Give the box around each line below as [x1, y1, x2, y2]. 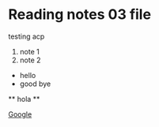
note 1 [19, 47, 40, 56]
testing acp [8, 32, 45, 41]
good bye [19, 79, 51, 88]
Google [8, 109, 32, 119]
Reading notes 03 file [8, 6, 152, 24]
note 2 [19, 55, 41, 65]
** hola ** [8, 94, 40, 103]
